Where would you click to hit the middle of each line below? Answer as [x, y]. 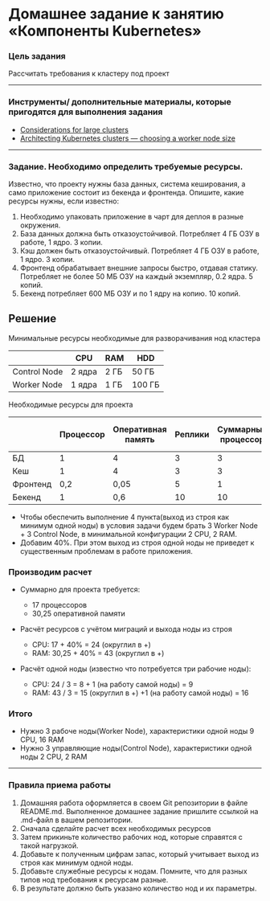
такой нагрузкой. [49, 846]
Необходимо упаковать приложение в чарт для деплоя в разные [131, 217]
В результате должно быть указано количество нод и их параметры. [138, 888]
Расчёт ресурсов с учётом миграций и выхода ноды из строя [126, 629]
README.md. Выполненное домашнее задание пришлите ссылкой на [139, 811]
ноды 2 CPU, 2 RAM [53, 757]
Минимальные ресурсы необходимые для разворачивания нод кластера [135, 338]
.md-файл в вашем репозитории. [76, 820]
